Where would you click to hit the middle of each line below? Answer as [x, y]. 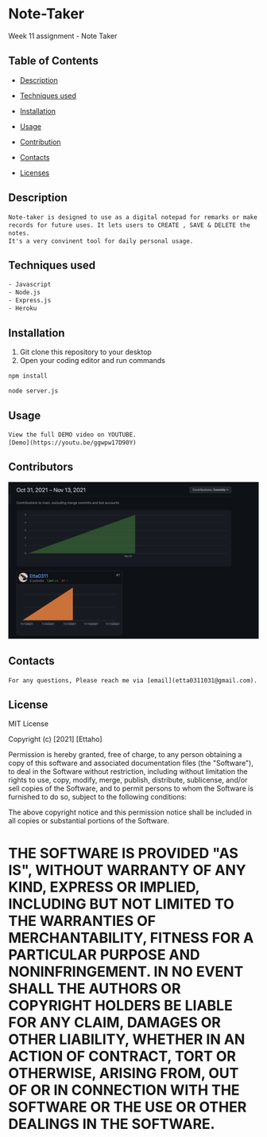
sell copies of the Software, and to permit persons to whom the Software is [131, 788]
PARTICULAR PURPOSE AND [104, 954]
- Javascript [30, 285]
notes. [19, 233]
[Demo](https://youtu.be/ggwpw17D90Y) [72, 443]
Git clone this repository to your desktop [86, 352]
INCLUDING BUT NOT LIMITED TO [121, 904]
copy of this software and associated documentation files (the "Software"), [131, 763]
